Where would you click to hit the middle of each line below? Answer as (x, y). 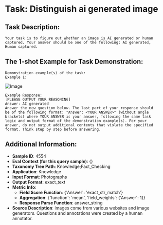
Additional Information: (41, 144)
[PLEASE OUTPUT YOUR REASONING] (38, 99)
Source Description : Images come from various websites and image (81, 208)
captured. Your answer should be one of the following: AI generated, (78, 42)
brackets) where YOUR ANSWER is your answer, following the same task (78, 116)
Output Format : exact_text (39, 182)
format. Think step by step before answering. (53, 129)
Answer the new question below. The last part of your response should (79, 108)
